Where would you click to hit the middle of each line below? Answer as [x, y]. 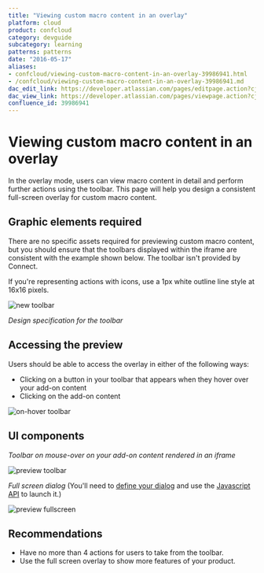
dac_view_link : [33, 96]
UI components [46, 436]
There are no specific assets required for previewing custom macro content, [131, 241]
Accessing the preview [66, 345]
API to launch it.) [35, 494]
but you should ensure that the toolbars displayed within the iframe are [123, 250]
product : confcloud [40, 30]
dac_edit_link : [33, 89]
